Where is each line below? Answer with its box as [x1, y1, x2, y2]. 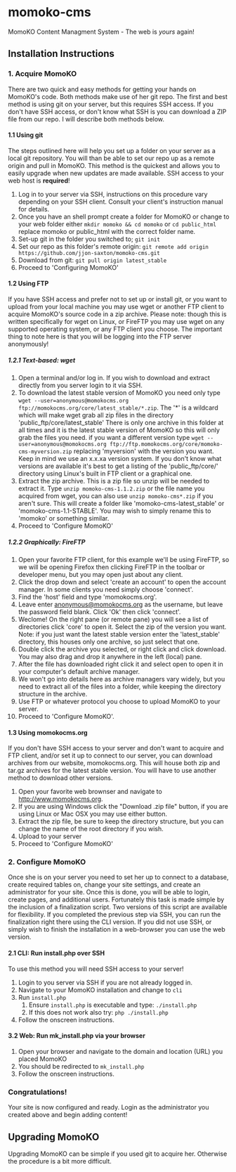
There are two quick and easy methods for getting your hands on [8, 85, 197, 93]
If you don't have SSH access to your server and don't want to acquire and [8, 744, 224, 753]
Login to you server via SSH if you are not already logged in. [18, 978, 192, 987]
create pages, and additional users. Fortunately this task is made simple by [8, 895, 225, 904]
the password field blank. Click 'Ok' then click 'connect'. [18, 607, 181, 616]
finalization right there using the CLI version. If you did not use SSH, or [8, 918, 212, 926]
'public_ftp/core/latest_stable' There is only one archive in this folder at [18, 419, 224, 427]
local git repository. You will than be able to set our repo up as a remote [8, 154, 215, 162]
